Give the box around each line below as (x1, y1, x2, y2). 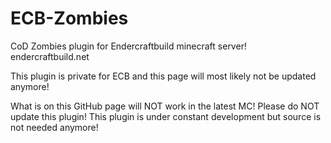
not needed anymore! (10, 121, 99, 133)
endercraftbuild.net (10, 50, 90, 62)
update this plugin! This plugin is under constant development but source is (10, 110, 322, 122)
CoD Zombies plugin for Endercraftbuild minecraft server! (10, 40, 247, 52)
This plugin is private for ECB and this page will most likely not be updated (10, 70, 317, 82)
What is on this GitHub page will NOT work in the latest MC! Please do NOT (10, 100, 320, 112)
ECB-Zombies (10, 7, 129, 30)
